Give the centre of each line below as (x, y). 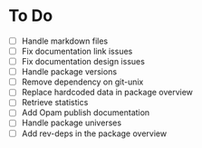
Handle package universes (72, 123)
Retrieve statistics (55, 103)
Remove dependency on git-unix (82, 82)
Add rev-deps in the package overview (94, 133)
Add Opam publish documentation (86, 113)
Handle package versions (69, 72)
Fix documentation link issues (77, 51)
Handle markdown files (65, 41)
